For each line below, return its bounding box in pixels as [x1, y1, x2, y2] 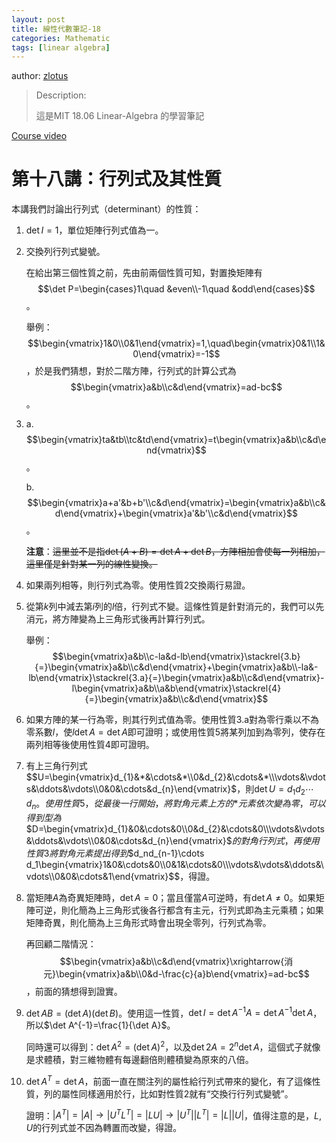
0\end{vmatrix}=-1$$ [132, 348, 221, 360]
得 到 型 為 [25, 811, 62, 823]
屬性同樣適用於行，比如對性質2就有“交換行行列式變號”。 [60, 1087, 294, 1100]
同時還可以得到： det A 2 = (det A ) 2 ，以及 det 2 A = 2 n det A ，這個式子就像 [25, 1039, 321, 1053]
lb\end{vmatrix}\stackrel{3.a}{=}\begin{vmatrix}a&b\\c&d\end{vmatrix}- [28, 672, 325, 684]
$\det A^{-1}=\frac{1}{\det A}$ [43, 1019, 168, 1031]
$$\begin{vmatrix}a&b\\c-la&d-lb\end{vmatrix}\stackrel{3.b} [52, 651, 301, 663]
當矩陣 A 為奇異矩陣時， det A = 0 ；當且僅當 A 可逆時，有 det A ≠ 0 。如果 [25, 891, 316, 903]
